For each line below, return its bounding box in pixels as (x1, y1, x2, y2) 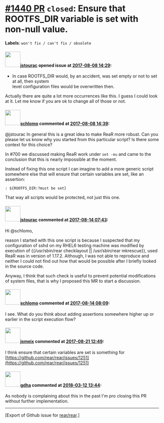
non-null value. (5, 24, 68, 35)
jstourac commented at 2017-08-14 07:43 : (20, 217, 109, 223)
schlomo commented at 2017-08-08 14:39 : (20, 121, 110, 126)
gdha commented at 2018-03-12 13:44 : (20, 382, 102, 388)
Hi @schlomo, (5, 227, 33, 233)
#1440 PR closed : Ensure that (5, 3, 126, 14)
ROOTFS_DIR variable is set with (5, 13, 139, 25)
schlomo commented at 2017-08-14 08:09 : (20, 300, 110, 306)
